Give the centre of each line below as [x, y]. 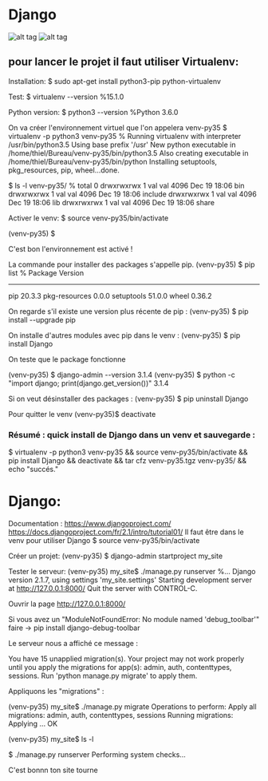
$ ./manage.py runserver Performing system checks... [97, 754]
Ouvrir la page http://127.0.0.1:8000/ [67, 604]
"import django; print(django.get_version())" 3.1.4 [89, 383]
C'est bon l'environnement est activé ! [71, 248]
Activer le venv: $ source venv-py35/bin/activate [89, 218]
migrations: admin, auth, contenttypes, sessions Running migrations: [121, 715]
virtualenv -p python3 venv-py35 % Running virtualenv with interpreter [125, 136]
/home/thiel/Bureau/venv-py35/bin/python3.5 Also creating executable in [128, 153]
